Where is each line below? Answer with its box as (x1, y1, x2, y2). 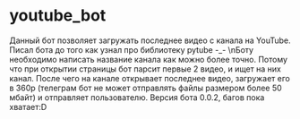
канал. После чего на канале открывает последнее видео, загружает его (9, 72, 291, 83)
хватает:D (9, 101, 47, 112)
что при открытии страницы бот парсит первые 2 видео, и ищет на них (9, 64, 282, 74)
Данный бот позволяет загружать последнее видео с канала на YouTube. (9, 35, 291, 46)
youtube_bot (9, 5, 107, 26)
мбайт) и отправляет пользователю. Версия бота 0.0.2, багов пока (9, 91, 265, 103)
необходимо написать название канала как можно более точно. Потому (9, 54, 288, 64)
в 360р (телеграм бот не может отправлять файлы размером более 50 (9, 82, 282, 93)
